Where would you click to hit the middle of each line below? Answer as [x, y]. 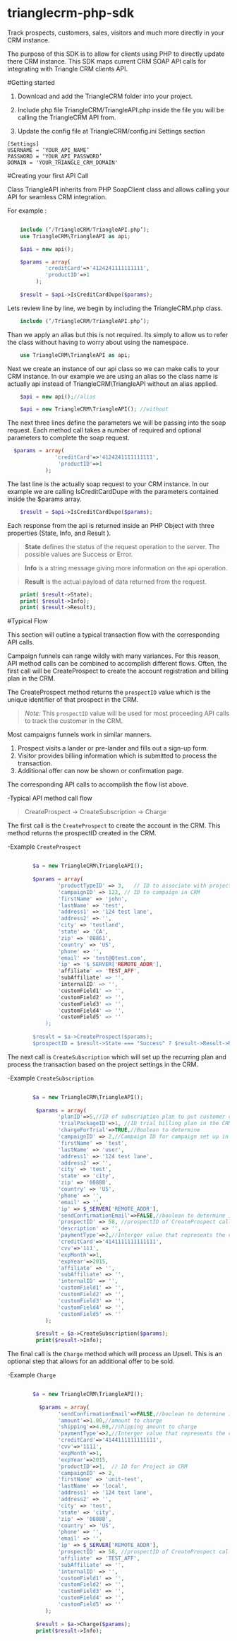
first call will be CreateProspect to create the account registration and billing [118, 671]
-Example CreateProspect [44, 847]
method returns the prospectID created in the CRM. [82, 833]
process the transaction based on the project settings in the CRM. [103, 1064]
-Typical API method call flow [50, 798]
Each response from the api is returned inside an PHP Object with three [111, 525]
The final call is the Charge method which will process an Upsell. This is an [115, 1354]
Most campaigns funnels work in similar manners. [79, 735]
